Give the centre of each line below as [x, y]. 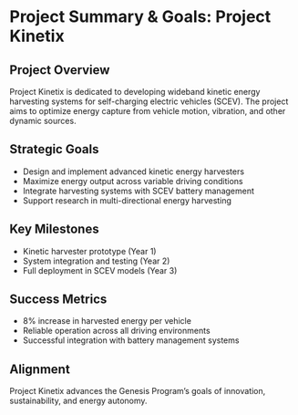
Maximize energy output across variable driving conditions [133, 181]
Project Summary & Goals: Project [140, 17]
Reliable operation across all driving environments [117, 331]
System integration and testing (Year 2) [96, 261]
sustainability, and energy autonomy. [78, 401]
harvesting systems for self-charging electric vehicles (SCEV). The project [149, 101]
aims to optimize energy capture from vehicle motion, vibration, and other [148, 111]
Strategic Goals [54, 149]
